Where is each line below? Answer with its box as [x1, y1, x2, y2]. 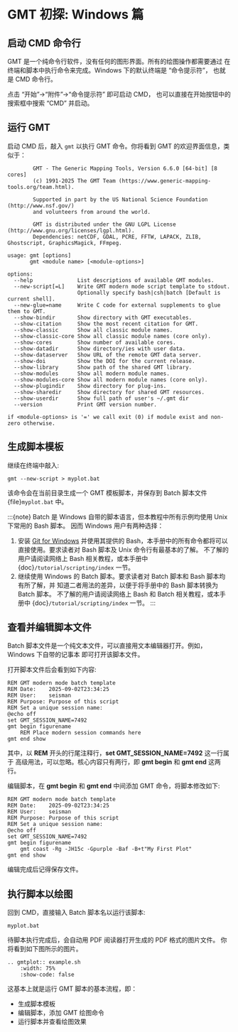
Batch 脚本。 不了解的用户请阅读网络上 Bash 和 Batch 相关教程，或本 [17, 590, 220, 598]
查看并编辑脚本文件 [7, 621, 92, 634]
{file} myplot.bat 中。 [7, 497, 68, 506]
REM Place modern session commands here [20, 729, 141, 737]
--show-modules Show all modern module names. [13, 370, 171, 377]
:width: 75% [20, 965, 55, 972]
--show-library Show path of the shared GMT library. [13, 364, 193, 371]
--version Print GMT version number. [13, 401, 158, 408]
